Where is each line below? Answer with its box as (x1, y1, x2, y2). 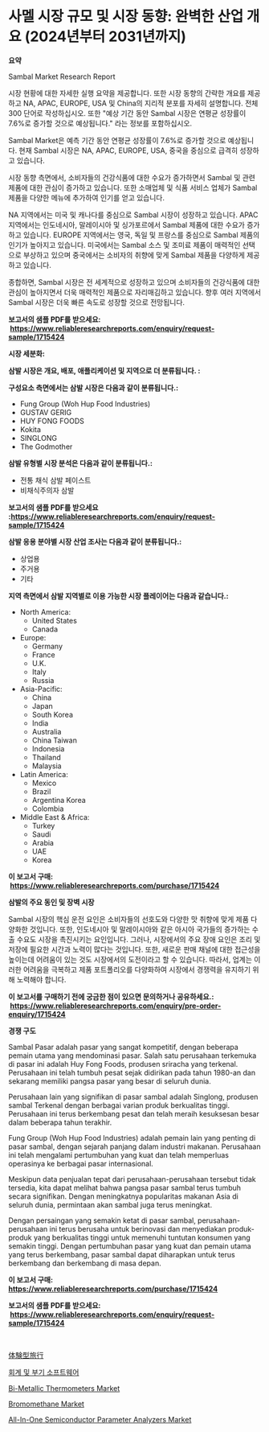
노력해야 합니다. (16, 974, 67, 984)
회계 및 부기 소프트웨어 (8, 1367, 79, 1376)
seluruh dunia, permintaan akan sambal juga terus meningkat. (8, 1200, 213, 1209)
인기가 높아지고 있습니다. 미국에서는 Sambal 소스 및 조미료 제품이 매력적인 (8, 240, 241, 249)
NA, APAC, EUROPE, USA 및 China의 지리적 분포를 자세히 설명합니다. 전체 (22, 98, 259, 108)
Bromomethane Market (8, 1399, 84, 1409)
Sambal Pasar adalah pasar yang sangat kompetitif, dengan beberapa (8, 1042, 238, 1051)
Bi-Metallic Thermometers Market (8, 1383, 120, 1393)
